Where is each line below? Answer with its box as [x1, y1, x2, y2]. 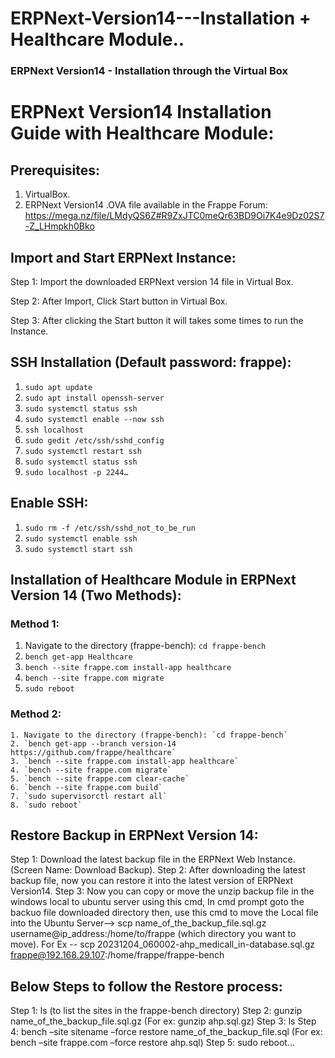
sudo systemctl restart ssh [24, 446, 142, 456]
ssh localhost [24, 425, 84, 435]
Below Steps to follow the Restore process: [10, 978, 283, 995]
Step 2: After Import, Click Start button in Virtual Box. [10, 295, 228, 307]
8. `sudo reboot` [10, 800, 83, 810]
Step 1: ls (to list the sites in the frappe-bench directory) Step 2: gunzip [10, 1005, 303, 1017]
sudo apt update [24, 382, 93, 392]
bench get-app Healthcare [24, 652, 133, 662]
